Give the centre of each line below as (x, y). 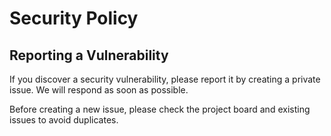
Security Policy (74, 18)
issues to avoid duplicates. (64, 120)
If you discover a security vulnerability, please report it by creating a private (165, 79)
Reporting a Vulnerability (89, 55)
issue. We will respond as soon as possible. (99, 90)
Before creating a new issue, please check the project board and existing (160, 109)
